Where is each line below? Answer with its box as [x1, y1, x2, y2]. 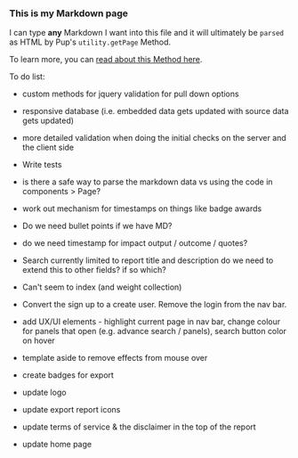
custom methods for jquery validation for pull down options [21, 88, 239, 100]
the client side [21, 142, 74, 153]
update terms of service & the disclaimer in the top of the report [21, 421, 256, 432]
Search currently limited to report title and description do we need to [21, 255, 274, 266]
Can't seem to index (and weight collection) [21, 282, 182, 292]
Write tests [21, 159, 62, 170]
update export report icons [21, 405, 121, 415]
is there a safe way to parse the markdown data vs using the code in [21, 176, 273, 187]
